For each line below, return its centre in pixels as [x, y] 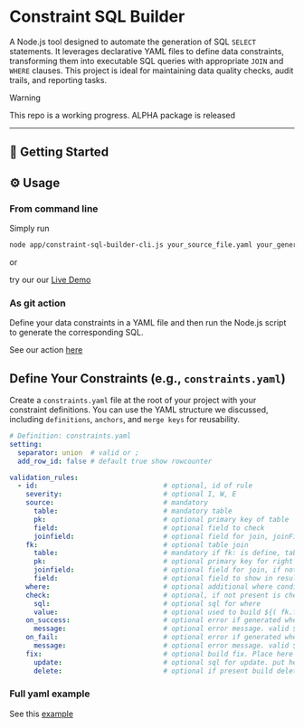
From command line [54, 208]
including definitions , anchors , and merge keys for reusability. [125, 419]
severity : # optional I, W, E [131, 495]
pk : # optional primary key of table [161, 519]
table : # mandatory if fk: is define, [157, 553]
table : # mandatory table [133, 511]
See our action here [46, 350]
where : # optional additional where [149, 586]
